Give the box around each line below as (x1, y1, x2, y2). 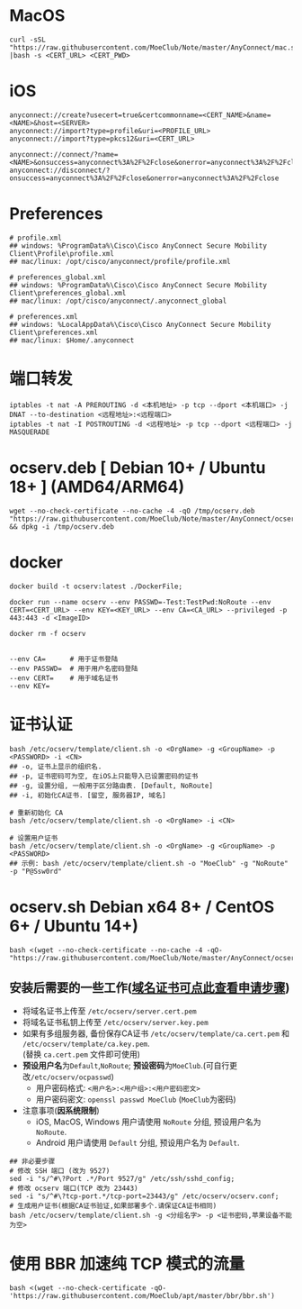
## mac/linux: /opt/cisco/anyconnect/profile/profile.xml (9, 257, 231, 266)
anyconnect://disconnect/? (9, 166, 111, 175)
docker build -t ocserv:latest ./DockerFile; (9, 582, 182, 591)
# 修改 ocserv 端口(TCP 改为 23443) (9, 1184, 138, 1194)
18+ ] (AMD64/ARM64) (9, 477, 185, 496)
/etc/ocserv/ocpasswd (30, 1073, 111, 1082)
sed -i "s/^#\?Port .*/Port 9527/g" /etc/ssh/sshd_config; (9, 1175, 235, 1184)
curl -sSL (9, 35, 47, 44)
